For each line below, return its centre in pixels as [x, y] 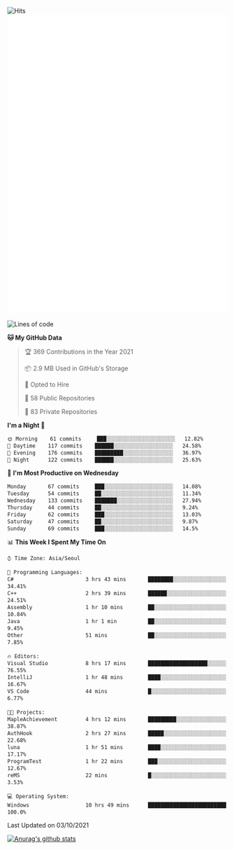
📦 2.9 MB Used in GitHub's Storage [76, 368]
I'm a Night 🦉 [26, 425]
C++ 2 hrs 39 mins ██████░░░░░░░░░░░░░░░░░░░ [117, 593]
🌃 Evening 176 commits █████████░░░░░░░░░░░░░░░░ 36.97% [104, 453]
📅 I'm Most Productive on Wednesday [63, 473]
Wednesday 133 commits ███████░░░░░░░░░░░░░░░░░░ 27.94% [104, 501]
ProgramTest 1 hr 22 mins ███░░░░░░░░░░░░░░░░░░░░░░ [117, 761]
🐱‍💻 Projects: [26, 712]
